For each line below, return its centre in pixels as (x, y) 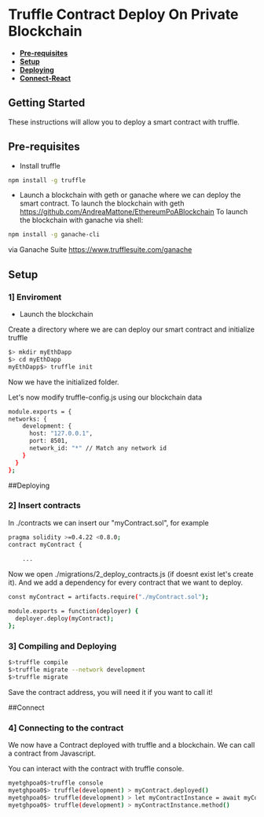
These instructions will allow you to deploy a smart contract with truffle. (124, 122)
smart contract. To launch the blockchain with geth (102, 203)
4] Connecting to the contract (66, 728)
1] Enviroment (35, 297)
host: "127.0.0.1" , (60, 434)
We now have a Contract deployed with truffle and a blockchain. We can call (132, 745)
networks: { (27, 419)
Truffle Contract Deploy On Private (123, 15)
